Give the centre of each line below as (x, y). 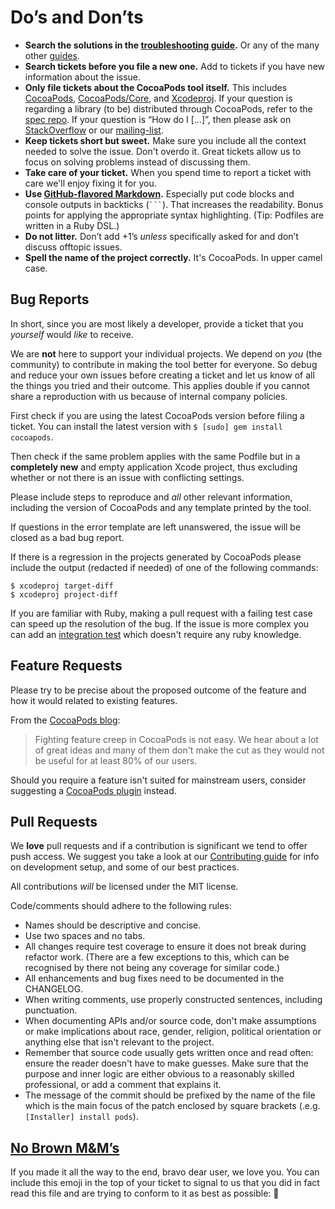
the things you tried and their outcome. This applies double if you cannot (160, 385)
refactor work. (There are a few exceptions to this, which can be (157, 957)
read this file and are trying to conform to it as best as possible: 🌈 (145, 1193)
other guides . (52, 55)
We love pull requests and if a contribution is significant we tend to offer (159, 846)
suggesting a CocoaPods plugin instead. (93, 790)
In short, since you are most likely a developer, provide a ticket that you (157, 323)
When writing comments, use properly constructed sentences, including (173, 1000)
